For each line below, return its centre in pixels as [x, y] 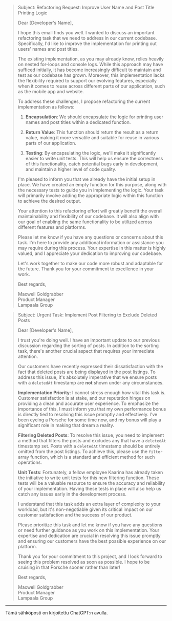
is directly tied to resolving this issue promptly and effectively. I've [88, 414]
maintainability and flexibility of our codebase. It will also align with [88, 216]
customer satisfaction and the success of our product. [75, 515]
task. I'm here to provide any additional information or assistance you [91, 242]
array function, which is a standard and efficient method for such [86, 457]
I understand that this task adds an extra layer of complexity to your [89, 504]
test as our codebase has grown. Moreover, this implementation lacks [91, 75]
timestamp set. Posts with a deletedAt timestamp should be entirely [89, 446]
